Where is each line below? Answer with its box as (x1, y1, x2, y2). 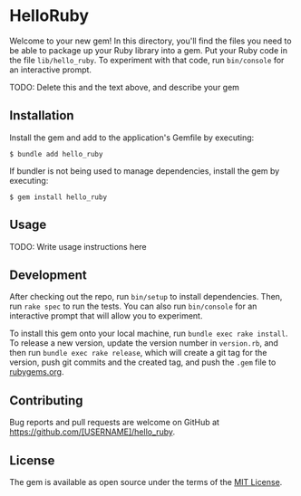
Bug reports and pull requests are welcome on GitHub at (9, 417, 220, 428)
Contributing (9, 393, 83, 408)
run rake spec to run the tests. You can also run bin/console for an (9, 300, 257, 312)
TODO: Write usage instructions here (9, 241, 147, 252)
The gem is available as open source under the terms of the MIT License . (9, 477, 283, 487)
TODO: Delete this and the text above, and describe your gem (9, 81, 240, 92)
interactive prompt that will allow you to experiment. (9, 310, 203, 321)
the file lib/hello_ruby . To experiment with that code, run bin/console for (9, 54, 285, 65)
